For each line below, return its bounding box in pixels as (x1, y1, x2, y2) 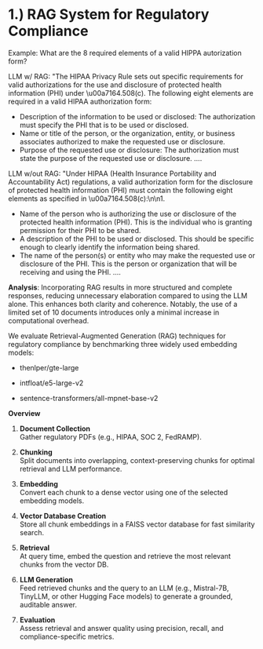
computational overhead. (8, 315, 89, 325)
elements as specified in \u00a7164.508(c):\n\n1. (8, 194, 166, 203)
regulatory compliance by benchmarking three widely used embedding (8, 339, 238, 348)
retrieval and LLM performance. (19, 464, 122, 473)
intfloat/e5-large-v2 (19, 378, 84, 388)
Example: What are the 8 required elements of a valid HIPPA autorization (8, 48, 242, 57)
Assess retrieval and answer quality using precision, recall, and (19, 623, 224, 633)
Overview (8, 408, 41, 417)
